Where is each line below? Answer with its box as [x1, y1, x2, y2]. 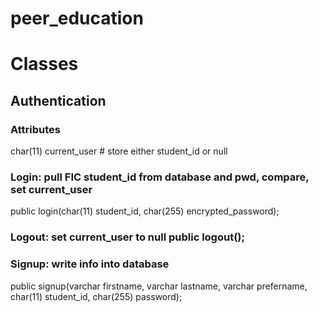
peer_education [10, 7, 144, 30]
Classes [10, 53, 79, 76]
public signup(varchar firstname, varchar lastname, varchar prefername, [10, 280, 308, 292]
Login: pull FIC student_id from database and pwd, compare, [10, 170, 310, 184]
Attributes [10, 122, 61, 136]
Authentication [10, 92, 107, 109]
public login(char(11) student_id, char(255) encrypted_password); [10, 205, 280, 217]
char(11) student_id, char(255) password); [10, 290, 183, 302]
